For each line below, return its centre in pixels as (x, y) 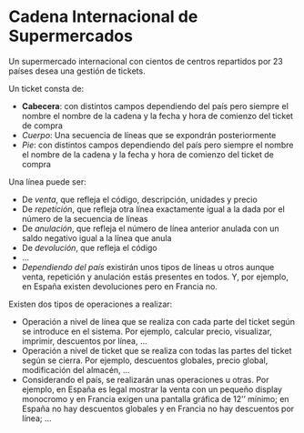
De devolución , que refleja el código (89, 247)
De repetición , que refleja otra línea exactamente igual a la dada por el (153, 209)
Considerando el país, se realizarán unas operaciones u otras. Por (145, 379)
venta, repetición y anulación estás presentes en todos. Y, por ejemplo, (155, 277)
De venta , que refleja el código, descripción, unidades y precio (140, 199)
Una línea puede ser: (48, 181)
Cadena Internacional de (103, 17)
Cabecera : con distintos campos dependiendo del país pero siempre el (155, 106)
